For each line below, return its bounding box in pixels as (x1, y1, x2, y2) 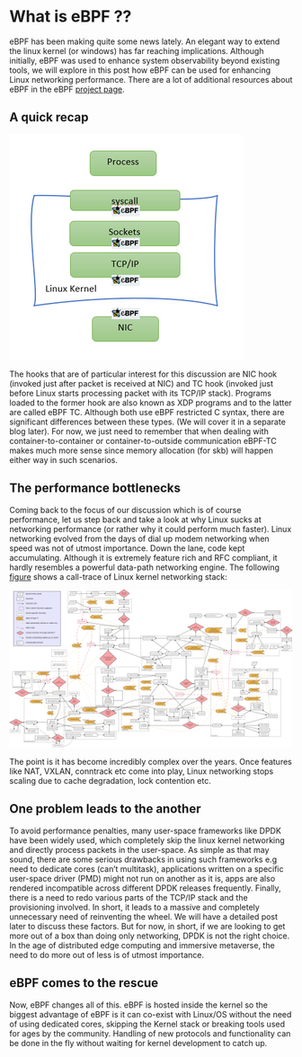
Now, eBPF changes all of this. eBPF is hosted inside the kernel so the (9, 999, 268, 1010)
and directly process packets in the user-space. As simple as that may (9, 844, 270, 855)
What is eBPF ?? (9, 6, 132, 27)
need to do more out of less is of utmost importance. (9, 949, 205, 960)
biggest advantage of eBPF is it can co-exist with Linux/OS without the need (9, 1008, 292, 1019)
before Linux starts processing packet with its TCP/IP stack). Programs (9, 387, 272, 398)
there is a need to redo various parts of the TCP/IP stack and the (9, 892, 249, 902)
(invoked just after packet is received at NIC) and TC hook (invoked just (9, 377, 274, 388)
